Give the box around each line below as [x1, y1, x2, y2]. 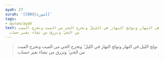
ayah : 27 [5, 7, 23, 12]
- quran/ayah [5, 21, 32, 26]
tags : [5, 16, 16, 21]
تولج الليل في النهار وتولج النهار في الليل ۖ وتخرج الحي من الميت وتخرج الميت [17, 44, 158, 49]
